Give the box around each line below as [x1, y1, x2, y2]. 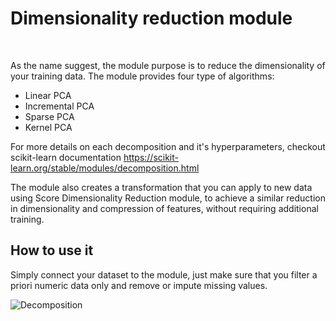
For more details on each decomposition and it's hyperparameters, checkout [10, 140, 326, 152]
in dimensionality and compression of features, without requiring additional [10, 202, 319, 214]
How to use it [10, 242, 94, 259]
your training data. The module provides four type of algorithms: [10, 70, 275, 82]
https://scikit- [123, 151, 179, 163]
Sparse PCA [24, 110, 75, 122]
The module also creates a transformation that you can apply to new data [10, 181, 313, 193]
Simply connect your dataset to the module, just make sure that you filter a [10, 268, 318, 281]
